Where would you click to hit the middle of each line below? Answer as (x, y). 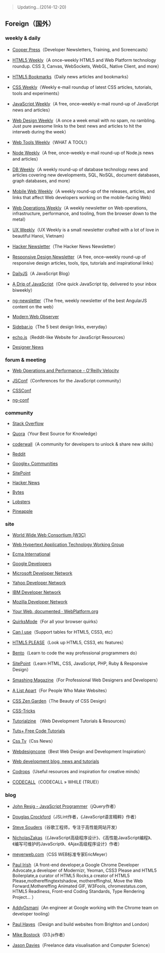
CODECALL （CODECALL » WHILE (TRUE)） (57, 782)
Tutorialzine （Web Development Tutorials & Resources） (70, 721)
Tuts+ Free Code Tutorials (39, 731)
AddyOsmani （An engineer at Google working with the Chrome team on (85, 907)
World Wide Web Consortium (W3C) (49, 535)
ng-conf (20, 400)
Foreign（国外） (30, 24)
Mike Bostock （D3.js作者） (40, 935)
